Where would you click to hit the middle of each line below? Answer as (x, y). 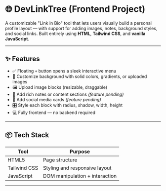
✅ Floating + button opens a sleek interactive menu (64, 71)
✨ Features (22, 59)
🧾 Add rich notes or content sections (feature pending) (68, 94)
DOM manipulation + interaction (80, 176)
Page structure (60, 160)
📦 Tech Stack (27, 135)
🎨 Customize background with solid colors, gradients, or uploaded (80, 76)
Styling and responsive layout (77, 168)
